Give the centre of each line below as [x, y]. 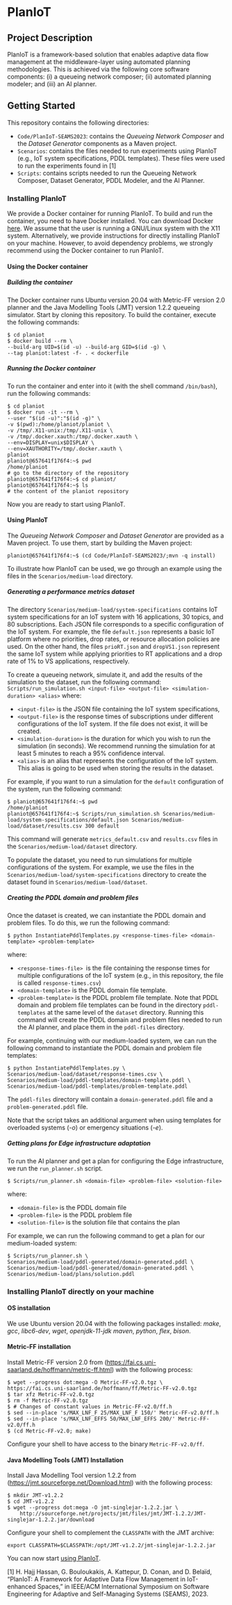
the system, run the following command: [65, 789]
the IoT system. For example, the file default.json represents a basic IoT [111, 631]
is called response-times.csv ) [59, 983]
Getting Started [41, 106]
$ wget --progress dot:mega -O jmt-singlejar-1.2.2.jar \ [93, 1508]
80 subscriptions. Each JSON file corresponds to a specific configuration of [116, 624]
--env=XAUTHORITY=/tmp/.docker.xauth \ [65, 449]
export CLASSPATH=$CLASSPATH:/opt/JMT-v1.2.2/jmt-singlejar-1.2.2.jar [111, 1546]
